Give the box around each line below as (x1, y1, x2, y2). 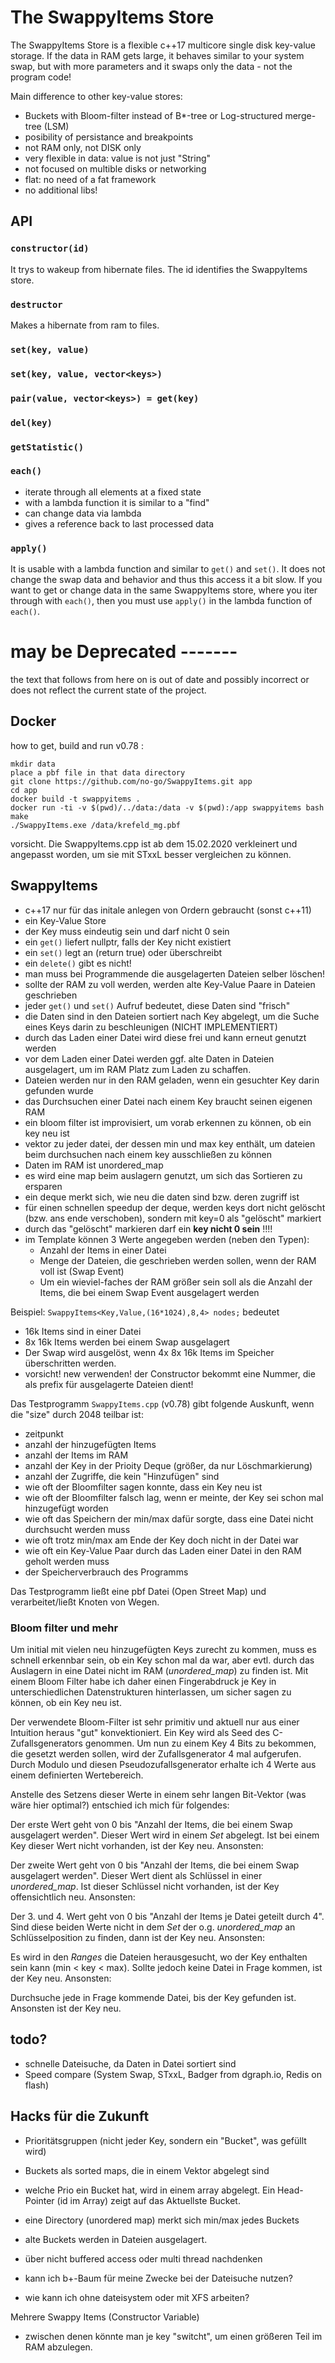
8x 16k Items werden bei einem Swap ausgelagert (24, 1336, 230, 1348)
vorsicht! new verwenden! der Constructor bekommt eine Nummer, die (24, 1367, 316, 1380)
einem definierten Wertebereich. (10, 1769, 144, 1781)
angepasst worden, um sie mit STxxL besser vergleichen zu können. (10, 848, 292, 860)
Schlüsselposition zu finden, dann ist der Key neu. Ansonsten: (10, 1931, 266, 1943)
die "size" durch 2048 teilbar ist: (10, 1408, 144, 1420)
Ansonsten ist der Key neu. (10, 2002, 122, 2014)
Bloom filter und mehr (10, 1621, 119, 1635)
